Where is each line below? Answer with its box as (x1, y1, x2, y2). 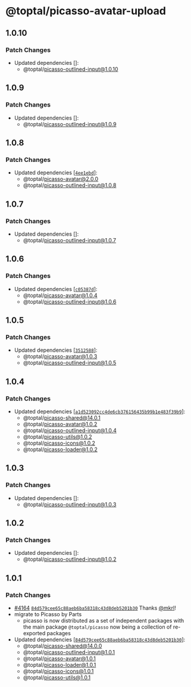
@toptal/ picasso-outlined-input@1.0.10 (23, 65, 118, 73)
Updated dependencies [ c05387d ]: (14, 285, 98, 292)
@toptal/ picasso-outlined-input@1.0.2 (23, 555, 117, 563)
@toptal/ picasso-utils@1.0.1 (23, 674, 90, 681)
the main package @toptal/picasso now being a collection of (23, 623, 172, 630)
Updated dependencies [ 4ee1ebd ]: (14, 169, 98, 176)
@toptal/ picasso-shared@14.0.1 (23, 414, 101, 421)
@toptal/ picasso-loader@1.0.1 (23, 661, 96, 669)
